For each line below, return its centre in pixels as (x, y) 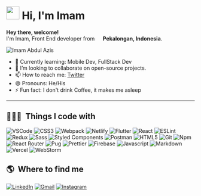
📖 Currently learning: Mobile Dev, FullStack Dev (73, 61)
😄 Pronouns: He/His (40, 83)
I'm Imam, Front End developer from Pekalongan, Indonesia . (84, 38)
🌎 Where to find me (45, 169)
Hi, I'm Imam (54, 16)
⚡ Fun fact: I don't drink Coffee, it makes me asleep (78, 90)
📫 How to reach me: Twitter (50, 74)
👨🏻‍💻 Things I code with (51, 116)
